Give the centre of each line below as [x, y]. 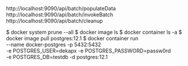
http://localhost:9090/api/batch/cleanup [54, 21]
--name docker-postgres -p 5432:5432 [54, 44]
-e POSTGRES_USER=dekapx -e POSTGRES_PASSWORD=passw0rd [88, 51]
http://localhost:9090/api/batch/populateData [61, 8]
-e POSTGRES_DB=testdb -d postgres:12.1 [57, 57]
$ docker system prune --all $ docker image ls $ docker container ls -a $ [94, 32]
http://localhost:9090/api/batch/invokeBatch [59, 15]
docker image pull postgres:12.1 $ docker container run [72, 38]
